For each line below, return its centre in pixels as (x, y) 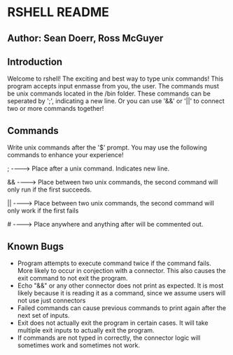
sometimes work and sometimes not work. (79, 345)
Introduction (35, 61)
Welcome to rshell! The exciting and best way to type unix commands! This (115, 79)
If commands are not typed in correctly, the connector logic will (109, 338)
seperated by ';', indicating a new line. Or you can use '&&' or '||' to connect (116, 101)
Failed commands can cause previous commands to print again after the (121, 308)
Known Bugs (36, 246)
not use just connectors (51, 301)
